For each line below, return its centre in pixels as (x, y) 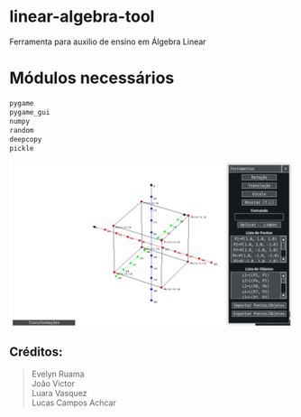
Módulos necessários (92, 78)
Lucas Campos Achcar (74, 403)
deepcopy (26, 139)
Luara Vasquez (59, 393)
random (22, 130)
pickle (22, 148)
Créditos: (36, 352)
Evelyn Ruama (58, 374)
